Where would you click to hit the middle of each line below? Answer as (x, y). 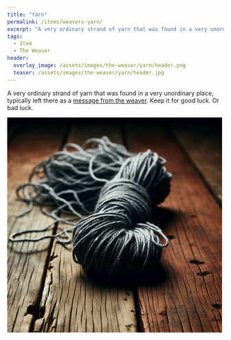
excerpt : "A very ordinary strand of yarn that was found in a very (107, 29)
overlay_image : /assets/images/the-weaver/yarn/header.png (100, 65)
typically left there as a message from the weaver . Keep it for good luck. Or (113, 100)
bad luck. (20, 107)
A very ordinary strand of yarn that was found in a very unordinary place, (111, 93)
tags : (15, 36)
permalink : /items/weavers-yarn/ (55, 22)
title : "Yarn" (27, 14)
